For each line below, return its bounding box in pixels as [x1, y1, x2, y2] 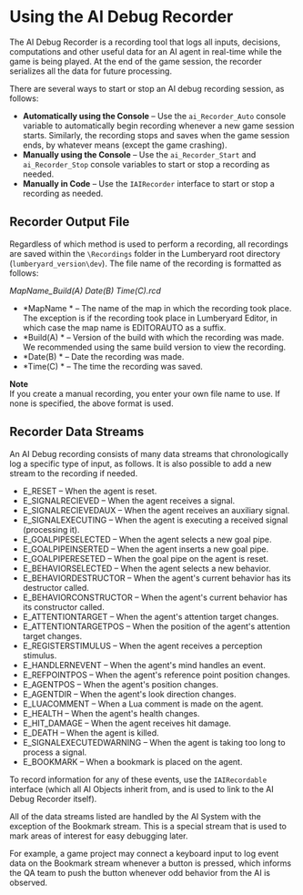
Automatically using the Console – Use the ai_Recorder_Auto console [22, 110, 287, 121]
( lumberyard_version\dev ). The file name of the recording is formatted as [9, 258, 282, 269]
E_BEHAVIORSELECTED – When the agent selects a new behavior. [22, 563, 271, 574]
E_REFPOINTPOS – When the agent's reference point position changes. [22, 669, 291, 680]
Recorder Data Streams [9, 424, 145, 440]
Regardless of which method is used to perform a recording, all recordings [9, 239, 288, 249]
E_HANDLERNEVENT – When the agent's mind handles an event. [22, 659, 266, 670]
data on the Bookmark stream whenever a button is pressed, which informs [9, 858, 292, 869]
